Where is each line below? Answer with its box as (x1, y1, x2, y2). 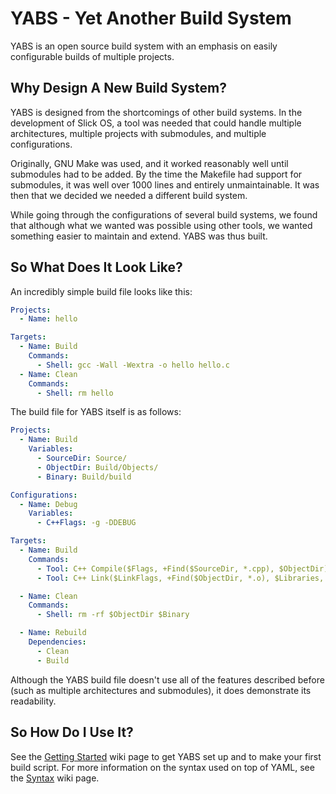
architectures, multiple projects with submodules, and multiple (10, 127, 267, 139)
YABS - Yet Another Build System (10, 7, 292, 30)
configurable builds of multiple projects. (10, 50, 175, 62)
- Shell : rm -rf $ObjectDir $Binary (36, 610, 190, 620)
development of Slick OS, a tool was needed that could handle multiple (10, 117, 302, 129)
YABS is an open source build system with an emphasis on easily (10, 40, 278, 52)
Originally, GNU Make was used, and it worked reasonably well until (10, 157, 289, 169)
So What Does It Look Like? (10, 259, 183, 276)
